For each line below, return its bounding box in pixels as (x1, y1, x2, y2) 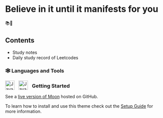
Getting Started (32, 82, 70, 89)
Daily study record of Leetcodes (12, 54, 79, 60)
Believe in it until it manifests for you (5, 3, 159, 15)
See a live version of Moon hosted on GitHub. (5, 93, 98, 99)
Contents (5, 36, 35, 45)
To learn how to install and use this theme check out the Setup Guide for (5, 103, 153, 109)
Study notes (12, 49, 37, 55)
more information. (5, 108, 42, 114)
